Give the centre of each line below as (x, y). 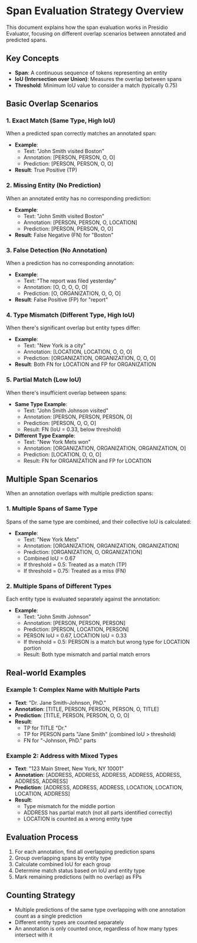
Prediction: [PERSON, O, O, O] (60, 423)
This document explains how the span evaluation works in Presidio (87, 27)
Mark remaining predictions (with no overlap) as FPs (78, 877)
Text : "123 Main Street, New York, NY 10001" (69, 769)
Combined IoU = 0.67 (49, 558)
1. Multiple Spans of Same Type (52, 508)
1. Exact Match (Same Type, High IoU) (61, 121)
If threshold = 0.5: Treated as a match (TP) (75, 564)
